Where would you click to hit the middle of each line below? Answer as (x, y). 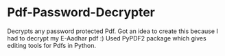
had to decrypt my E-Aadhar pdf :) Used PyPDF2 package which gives (107, 38)
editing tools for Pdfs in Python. (52, 45)
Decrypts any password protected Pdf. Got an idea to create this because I (113, 31)
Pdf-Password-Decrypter (81, 12)
